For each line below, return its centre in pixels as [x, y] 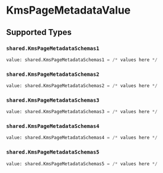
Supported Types [39, 32]
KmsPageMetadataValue [68, 10]
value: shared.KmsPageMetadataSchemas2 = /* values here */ [82, 86]
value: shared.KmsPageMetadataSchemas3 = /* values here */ [82, 112]
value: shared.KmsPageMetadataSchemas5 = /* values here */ [82, 164]
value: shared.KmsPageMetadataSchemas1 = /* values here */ [82, 60]
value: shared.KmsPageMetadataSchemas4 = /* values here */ [82, 138]
